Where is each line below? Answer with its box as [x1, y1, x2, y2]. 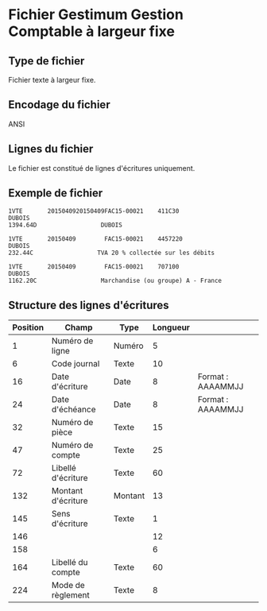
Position [12, 322, 44, 333]
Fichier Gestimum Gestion [8, 6, 184, 24]
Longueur [152, 322, 191, 333]
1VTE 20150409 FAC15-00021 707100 [8, 263, 180, 271]
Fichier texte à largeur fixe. [8, 75, 96, 84]
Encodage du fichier [8, 98, 110, 112]
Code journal [51, 358, 100, 369]
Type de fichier [8, 54, 85, 68]
